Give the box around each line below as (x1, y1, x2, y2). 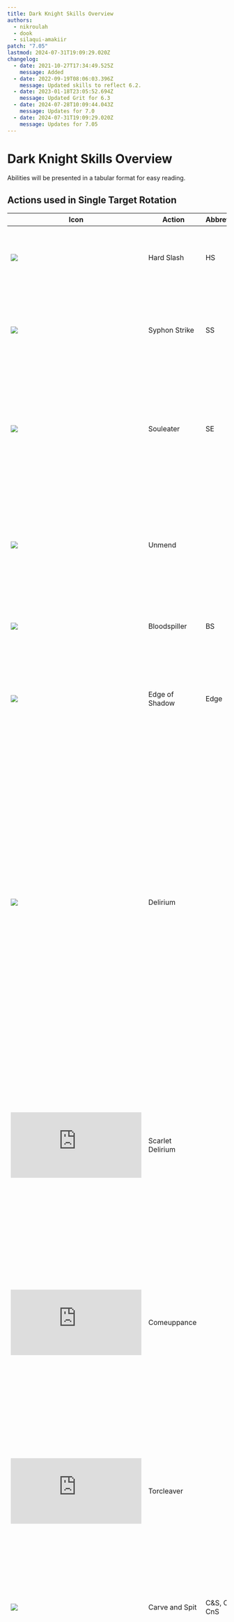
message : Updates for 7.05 (19, 120, 98, 128)
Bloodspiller (148, 621, 187, 631)
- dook (13, 29, 33, 37)
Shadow (148, 698, 175, 708)
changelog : (7, 56, 39, 63)
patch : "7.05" (7, 43, 49, 50)
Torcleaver (148, 1486, 183, 1496)
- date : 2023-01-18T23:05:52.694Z (13, 88, 114, 95)
